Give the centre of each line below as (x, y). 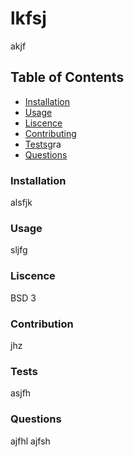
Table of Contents (67, 77)
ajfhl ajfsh (30, 441)
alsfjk (21, 203)
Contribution (42, 324)
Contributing (50, 133)
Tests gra (43, 144)
